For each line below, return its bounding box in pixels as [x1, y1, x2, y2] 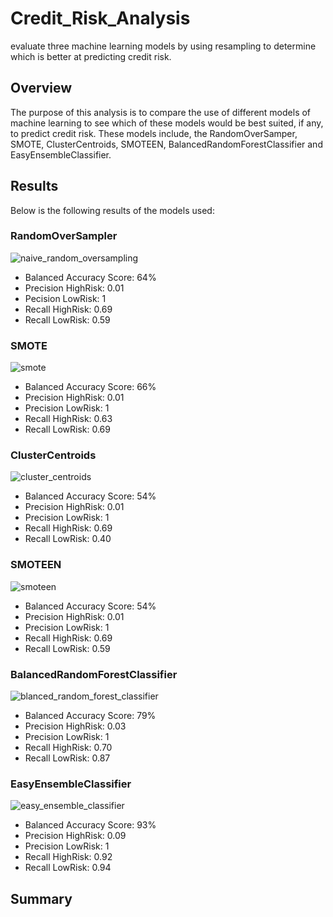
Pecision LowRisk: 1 [24, 292, 107, 304]
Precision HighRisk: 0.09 [24, 830, 127, 842]
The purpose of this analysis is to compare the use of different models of [10, 106, 312, 118]
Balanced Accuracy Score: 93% [24, 819, 157, 831]
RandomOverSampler [10, 229, 118, 243]
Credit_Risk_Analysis [10, 7, 191, 30]
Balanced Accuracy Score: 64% [24, 271, 157, 283]
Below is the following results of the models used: [10, 204, 215, 216]
